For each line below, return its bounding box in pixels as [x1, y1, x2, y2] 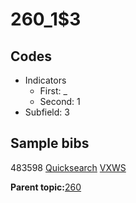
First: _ [39, 85, 68, 97]
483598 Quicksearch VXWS [10, 161, 127, 173]
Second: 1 [39, 96, 81, 107]
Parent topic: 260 [10, 181, 82, 193]
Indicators [24, 74, 67, 86]
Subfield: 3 [24, 106, 70, 118]
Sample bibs [10, 135, 90, 152]
